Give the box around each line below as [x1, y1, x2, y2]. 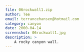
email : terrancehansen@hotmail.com [5, 16, 79, 21]
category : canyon [5, 21, 41, 26]
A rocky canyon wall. [14, 40, 59, 45]
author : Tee [5, 12, 30, 17]
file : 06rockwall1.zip [5, 7, 52, 12]
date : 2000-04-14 [5, 26, 41, 31]
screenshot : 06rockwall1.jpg [5, 30, 66, 35]
